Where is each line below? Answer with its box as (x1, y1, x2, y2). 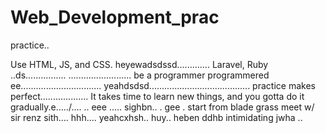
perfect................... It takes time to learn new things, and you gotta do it (10, 90, 305, 102)
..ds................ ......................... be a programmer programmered (10, 69, 270, 81)
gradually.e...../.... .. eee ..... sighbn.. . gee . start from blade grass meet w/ (10, 101, 315, 113)
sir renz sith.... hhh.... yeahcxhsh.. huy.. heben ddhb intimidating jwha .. (10, 111, 303, 123)
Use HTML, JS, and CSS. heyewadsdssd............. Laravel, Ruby (10, 58, 269, 70)
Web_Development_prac (10, 6, 220, 29)
